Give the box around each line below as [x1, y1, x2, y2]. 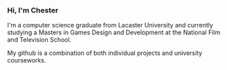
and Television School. [7, 36, 72, 44]
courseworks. [7, 56, 46, 65]
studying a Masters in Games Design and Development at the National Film [7, 28, 221, 36]
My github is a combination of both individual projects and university [7, 49, 203, 57]
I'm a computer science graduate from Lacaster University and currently [7, 21, 213, 30]
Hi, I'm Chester [7, 5, 59, 15]
